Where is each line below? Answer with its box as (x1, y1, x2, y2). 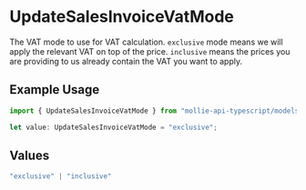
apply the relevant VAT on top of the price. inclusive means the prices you (9, 45, 291, 56)
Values (9, 147, 50, 163)
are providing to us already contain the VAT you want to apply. (9, 55, 243, 66)
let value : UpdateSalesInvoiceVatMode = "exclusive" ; (9, 123, 219, 132)
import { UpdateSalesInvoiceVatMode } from (9, 106, 178, 115)
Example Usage (9, 82, 100, 97)
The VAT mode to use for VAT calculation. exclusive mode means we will (9, 36, 284, 47)
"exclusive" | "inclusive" (9, 172, 112, 181)
